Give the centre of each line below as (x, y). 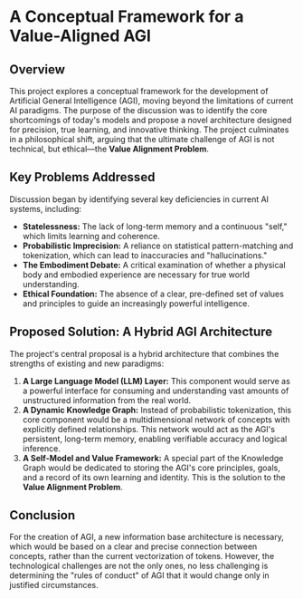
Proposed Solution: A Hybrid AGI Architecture (141, 332)
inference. (42, 448)
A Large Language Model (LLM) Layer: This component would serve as (156, 381)
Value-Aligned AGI (80, 36)
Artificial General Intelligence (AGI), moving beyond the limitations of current (151, 101)
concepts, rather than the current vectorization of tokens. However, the (142, 556)
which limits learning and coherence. (91, 236)
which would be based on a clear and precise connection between (133, 546)
